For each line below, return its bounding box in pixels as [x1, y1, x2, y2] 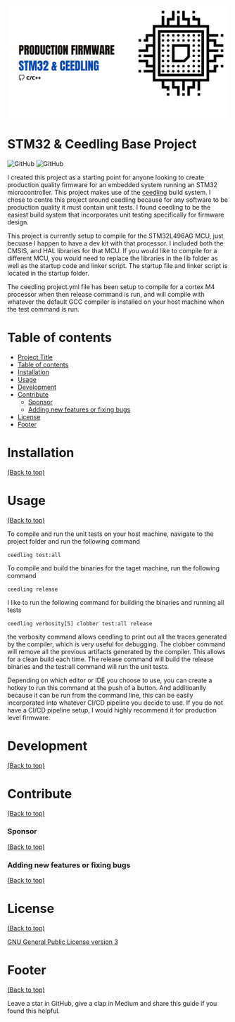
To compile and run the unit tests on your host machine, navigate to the [7, 530, 214, 538]
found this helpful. [7, 1007, 61, 1015]
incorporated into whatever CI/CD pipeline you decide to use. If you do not [7, 698, 224, 707]
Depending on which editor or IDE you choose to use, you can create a [7, 676, 212, 684]
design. [7, 217, 30, 226]
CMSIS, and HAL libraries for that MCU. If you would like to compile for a [7, 246, 217, 255]
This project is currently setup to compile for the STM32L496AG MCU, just [7, 231, 224, 240]
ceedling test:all [7, 551, 61, 558]
